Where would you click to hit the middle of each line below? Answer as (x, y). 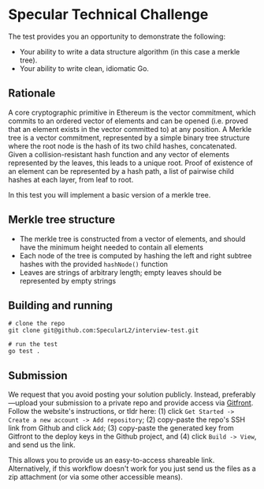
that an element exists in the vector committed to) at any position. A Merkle (130, 129)
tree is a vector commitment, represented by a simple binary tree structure (129, 137)
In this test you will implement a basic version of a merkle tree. (110, 194)
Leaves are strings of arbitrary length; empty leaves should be (121, 272)
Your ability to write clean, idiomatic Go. (84, 68)
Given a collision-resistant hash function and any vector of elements (119, 154)
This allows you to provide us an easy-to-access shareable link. (112, 461)
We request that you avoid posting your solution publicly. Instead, (114, 395)
